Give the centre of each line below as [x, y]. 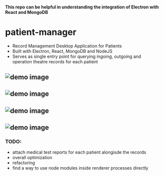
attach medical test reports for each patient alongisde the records [79, 152]
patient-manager [41, 32]
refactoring [24, 163]
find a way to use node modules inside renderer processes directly [80, 168]
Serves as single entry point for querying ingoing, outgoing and [77, 56]
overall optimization [32, 158]
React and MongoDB [27, 12]
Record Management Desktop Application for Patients [67, 46]
